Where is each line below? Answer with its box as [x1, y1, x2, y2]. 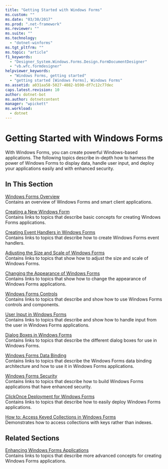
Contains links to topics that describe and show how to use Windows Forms [5, 296, 162, 302]
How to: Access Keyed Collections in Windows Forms [5, 414, 116, 420]
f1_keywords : [5, 54, 33, 60]
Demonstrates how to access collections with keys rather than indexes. [5, 419, 153, 425]
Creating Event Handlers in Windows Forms [5, 229, 96, 235]
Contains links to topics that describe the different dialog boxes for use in [5, 337, 157, 343]
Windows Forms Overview [5, 193, 60, 200]
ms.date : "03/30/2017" [5, 17, 53, 22]
